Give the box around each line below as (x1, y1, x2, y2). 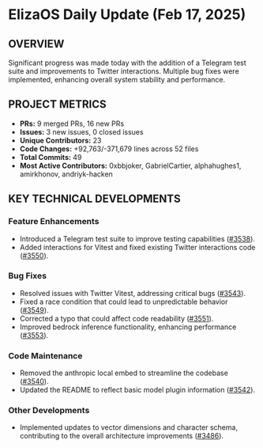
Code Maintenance (8, 350, 83, 361)
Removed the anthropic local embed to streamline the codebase (19, 368, 229, 378)
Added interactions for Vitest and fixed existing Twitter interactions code (19, 242, 256, 252)
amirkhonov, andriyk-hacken (19, 169, 113, 179)
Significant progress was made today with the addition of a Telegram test (8, 58, 246, 67)
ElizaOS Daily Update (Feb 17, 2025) (8, 6, 246, 24)
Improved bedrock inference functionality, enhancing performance (19, 322, 237, 332)
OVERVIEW (8, 37, 65, 51)
